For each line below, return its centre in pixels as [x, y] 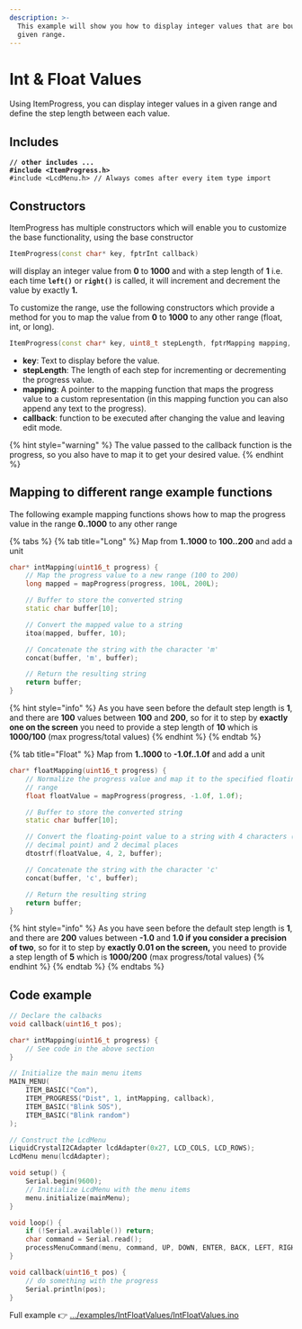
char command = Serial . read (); [84, 1240]
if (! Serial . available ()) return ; [90, 1231]
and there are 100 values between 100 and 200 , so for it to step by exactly [149, 718]
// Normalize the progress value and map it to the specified [144, 779]
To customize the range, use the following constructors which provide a [142, 307]
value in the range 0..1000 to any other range [93, 523]
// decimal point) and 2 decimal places [102, 845]
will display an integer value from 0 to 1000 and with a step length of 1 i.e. [146, 270]
